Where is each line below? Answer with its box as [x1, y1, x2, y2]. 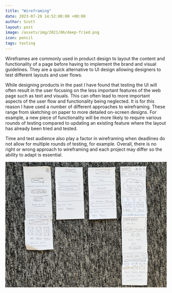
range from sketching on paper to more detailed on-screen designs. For [5, 109, 157, 115]
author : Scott [5, 19, 36, 24]
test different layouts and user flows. [5, 72, 83, 78]
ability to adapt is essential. [5, 151, 63, 158]
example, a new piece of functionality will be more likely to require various [5, 114, 162, 121]
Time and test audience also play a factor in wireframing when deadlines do [5, 135, 165, 141]
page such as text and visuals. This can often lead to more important [5, 92, 150, 99]
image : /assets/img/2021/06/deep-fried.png [5, 30, 100, 35]
